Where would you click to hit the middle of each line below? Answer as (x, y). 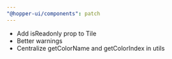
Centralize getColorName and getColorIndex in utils (91, 48)
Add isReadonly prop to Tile (56, 33)
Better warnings (40, 41)
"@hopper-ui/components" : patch (53, 14)
